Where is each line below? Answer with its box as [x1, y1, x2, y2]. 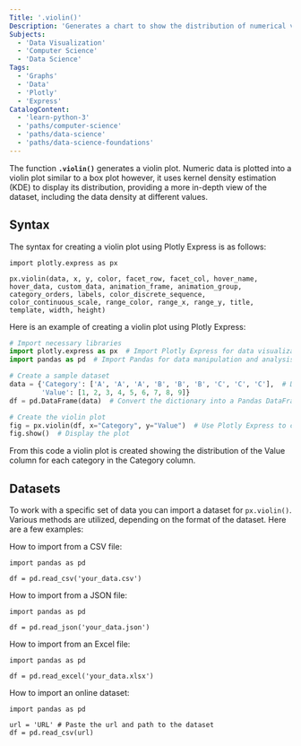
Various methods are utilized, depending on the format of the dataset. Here [9, 515, 287, 525]
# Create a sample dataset [9, 371, 110, 381]
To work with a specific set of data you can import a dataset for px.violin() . [9, 505, 292, 516]
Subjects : [9, 30, 47, 39]
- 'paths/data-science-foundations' [17, 138, 154, 147]
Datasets [9, 481, 61, 496]
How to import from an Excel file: [9, 638, 131, 650]
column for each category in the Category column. [9, 455, 196, 466]
